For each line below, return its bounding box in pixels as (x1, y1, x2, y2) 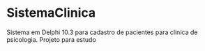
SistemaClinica (6, 5, 96, 21)
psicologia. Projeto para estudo (6, 35, 97, 43)
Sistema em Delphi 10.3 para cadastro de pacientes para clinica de (6, 28, 198, 36)
